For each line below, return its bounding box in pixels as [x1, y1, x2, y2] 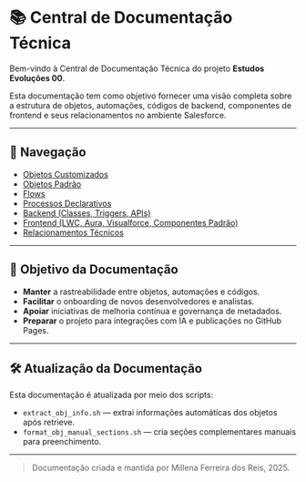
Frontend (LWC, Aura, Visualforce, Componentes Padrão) [22, 217, 239, 228]
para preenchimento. [22, 436, 102, 447]
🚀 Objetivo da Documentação [9, 262, 179, 278]
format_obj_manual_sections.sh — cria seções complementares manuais [22, 426, 297, 437]
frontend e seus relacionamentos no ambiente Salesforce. [9, 109, 227, 120]
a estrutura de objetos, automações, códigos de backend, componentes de [9, 99, 292, 110]
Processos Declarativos [22, 198, 112, 209]
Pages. [22, 324, 49, 335]
